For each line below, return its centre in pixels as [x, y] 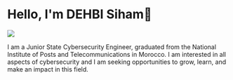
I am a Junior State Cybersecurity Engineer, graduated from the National [112, 47]
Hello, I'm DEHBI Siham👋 [80, 14]
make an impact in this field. [48, 69]
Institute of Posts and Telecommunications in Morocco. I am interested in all [117, 54]
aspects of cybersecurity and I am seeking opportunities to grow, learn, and [117, 62]
